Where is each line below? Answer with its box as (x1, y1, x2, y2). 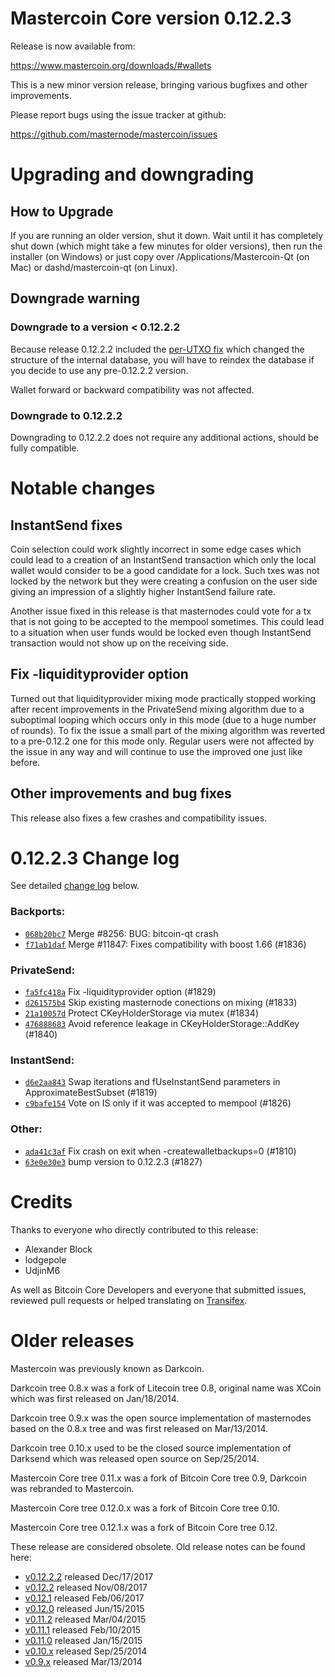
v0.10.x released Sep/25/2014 (24, 1645, 148, 1657)
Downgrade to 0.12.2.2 (10, 408, 123, 422)
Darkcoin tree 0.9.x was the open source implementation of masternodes (10, 1412, 312, 1424)
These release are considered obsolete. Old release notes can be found (10, 1540, 306, 1552)
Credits (10, 1190, 73, 1213)
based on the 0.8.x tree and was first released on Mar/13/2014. (10, 1422, 269, 1434)
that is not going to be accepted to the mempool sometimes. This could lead (10, 615, 325, 627)
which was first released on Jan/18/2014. (10, 1392, 180, 1404)
